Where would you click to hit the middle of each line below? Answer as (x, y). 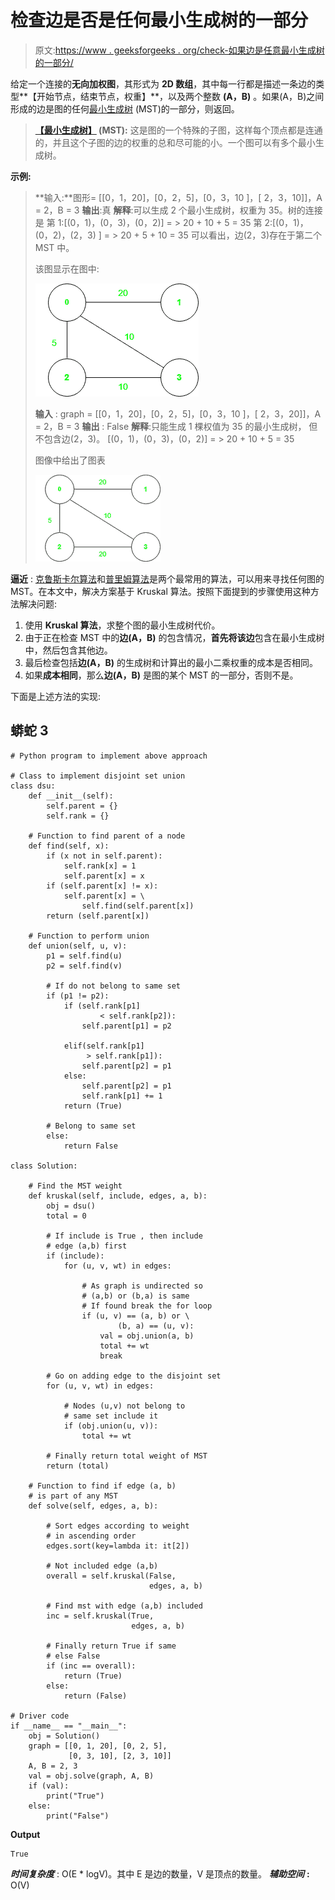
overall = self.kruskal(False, (111, 1576)
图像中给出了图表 (70, 460)
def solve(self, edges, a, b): (93, 1506)
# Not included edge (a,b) (102, 1566)
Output (25, 1834)
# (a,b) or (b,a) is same (135, 1296)
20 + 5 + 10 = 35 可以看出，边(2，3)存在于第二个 (221, 235)
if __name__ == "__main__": (69, 1726)
